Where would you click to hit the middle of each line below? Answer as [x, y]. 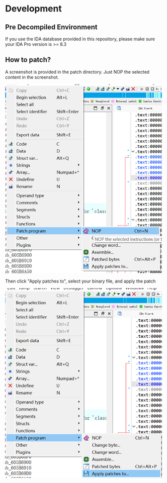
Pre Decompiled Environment [51, 27]
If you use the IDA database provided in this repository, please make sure [80, 39]
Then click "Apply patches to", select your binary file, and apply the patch [81, 281]
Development [34, 9]
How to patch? [28, 60]
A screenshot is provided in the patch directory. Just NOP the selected [78, 72]
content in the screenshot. [32, 77]
